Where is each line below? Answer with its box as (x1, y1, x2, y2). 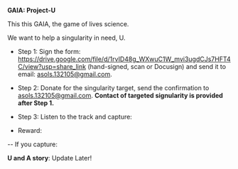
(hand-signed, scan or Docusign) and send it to (87, 62, 226, 70)
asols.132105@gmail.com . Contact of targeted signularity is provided (17, 92, 224, 99)
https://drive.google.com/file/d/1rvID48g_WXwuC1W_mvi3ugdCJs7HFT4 (17, 55, 231, 63)
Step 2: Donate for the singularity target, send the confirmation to (17, 84, 210, 92)
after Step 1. (17, 99, 55, 107)
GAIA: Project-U (7, 6, 55, 14)
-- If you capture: (7, 140, 58, 148)
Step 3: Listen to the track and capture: (17, 113, 133, 121)
